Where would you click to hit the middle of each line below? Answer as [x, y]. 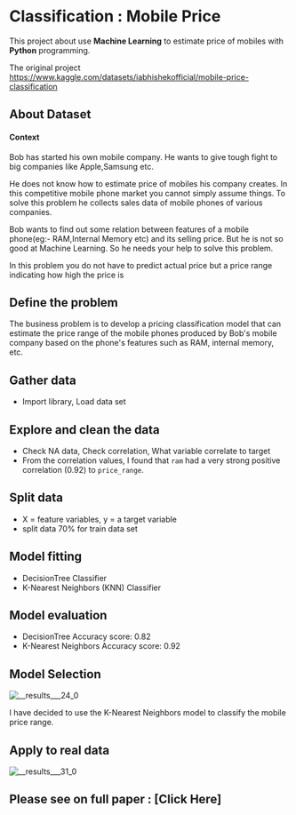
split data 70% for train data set [80, 528]
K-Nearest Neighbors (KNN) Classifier [92, 587]
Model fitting [46, 557]
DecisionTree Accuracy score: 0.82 [86, 636]
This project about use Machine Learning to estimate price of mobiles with [147, 41]
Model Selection [56, 674]
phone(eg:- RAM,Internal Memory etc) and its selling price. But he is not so [146, 238]
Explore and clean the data [84, 430]
